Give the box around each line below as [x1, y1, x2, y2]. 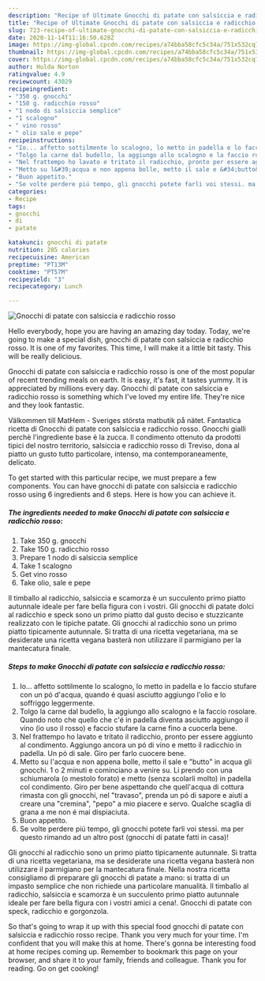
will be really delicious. [8, 352, 83, 361]
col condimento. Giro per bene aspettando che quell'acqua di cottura [19, 782, 244, 792]
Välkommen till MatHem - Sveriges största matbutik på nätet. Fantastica [8, 416, 241, 425]
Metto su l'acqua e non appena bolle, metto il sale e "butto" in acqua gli [19, 757, 252, 766]
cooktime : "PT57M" [8, 268, 69, 276]
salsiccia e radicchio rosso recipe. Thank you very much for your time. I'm [8, 930, 249, 940]
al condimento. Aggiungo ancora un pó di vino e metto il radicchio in [19, 740, 242, 750]
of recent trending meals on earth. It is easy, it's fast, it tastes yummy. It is [8, 376, 248, 385]
